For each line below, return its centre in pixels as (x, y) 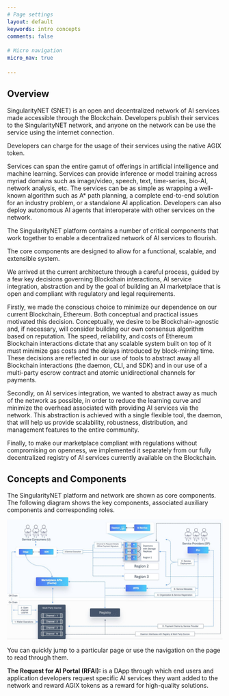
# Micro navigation (35, 51)
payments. (22, 380)
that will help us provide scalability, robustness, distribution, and (97, 422)
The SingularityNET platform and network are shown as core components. (112, 496)
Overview (28, 94)
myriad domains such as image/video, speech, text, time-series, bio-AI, (108, 181)
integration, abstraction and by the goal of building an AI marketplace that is (114, 286)
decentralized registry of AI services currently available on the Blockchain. (112, 457)
